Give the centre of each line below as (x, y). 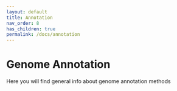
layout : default (27, 12)
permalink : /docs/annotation (43, 35)
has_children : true (31, 29)
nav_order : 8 (23, 23)
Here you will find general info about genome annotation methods (89, 81)
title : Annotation (29, 18)
